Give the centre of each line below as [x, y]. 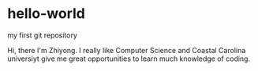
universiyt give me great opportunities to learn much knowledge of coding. [129, 59]
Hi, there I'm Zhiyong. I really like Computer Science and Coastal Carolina [127, 50]
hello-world [47, 14]
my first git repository [43, 35]
